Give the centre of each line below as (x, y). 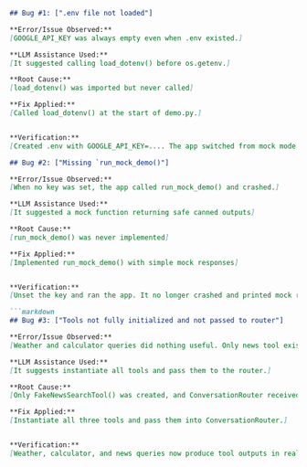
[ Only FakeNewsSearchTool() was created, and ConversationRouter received (155, 396)
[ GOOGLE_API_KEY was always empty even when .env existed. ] (127, 38)
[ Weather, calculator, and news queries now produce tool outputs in (145, 453)
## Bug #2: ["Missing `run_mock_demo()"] (90, 163)
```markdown (32, 312)
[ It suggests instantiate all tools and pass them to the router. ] (141, 370)
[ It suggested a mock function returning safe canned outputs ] (132, 213)
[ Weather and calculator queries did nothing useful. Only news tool (145, 345)
